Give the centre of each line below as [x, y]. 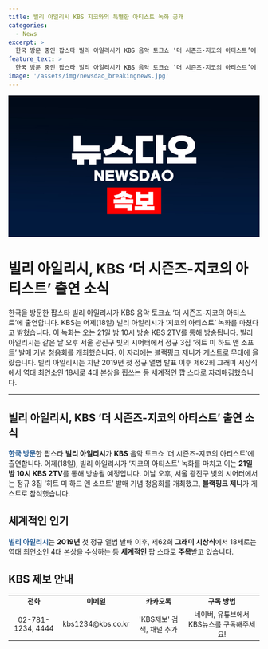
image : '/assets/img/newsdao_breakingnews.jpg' [89, 76]
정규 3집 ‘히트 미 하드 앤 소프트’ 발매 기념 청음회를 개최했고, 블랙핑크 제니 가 [133, 483]
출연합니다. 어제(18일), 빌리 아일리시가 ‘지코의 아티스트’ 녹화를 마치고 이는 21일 [130, 463]
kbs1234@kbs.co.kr [96, 624]
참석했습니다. [49, 493]
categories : [28, 25]
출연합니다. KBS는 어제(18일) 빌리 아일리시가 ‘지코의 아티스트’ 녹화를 [131, 323]
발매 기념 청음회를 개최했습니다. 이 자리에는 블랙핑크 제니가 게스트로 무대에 [134, 352]
